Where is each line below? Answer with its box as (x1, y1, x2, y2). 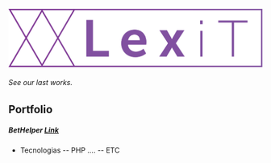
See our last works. (8, 78, 73, 88)
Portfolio (8, 102, 53, 116)
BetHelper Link (8, 125, 59, 135)
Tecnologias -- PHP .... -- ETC (19, 145, 120, 155)
